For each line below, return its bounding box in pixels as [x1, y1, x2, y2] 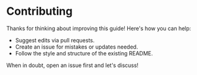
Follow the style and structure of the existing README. [15, 49, 153, 57]
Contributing [6, 4, 73, 18]
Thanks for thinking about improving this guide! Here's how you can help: [6, 25, 191, 32]
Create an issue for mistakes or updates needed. [15, 43, 138, 50]
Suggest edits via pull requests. [15, 36, 95, 44]
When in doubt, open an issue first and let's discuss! [6, 61, 139, 69]
